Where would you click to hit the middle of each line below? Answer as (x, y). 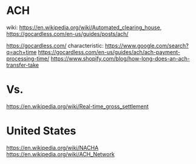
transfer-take (23, 65)
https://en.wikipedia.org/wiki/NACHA (52, 148)
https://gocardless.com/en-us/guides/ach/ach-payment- (109, 52)
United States (41, 131)
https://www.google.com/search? (147, 46)
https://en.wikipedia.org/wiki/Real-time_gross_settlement (77, 106)
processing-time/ (28, 58)
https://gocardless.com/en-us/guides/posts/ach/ (67, 33)
